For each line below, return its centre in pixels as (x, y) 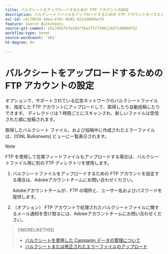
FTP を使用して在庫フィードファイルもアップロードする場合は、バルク (78, 156)
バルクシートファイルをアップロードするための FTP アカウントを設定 (83, 173)
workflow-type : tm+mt (28, 33)
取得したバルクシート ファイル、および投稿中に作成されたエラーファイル (80, 130)
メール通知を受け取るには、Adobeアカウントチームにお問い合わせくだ (89, 213)
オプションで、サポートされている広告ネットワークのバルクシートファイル (82, 100)
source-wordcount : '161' (31, 38)
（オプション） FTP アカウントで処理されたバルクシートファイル (79, 207)
